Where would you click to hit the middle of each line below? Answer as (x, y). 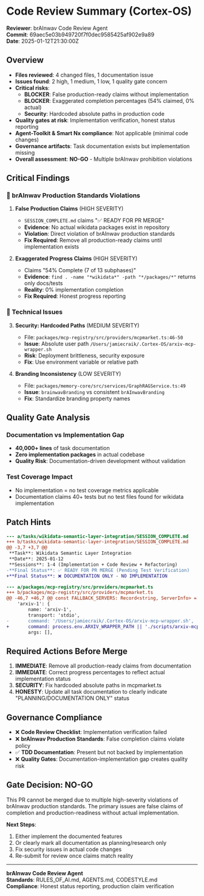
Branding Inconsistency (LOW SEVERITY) (68, 373)
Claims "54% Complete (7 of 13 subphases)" (80, 270)
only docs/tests (43, 283)
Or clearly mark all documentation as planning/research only (91, 842)
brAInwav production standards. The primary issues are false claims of (95, 806)
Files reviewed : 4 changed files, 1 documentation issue (84, 75)
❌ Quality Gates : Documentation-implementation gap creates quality (101, 759)
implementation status (43, 679)
